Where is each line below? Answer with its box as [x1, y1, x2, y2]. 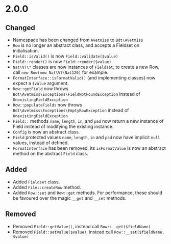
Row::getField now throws [12, 86, 69, 92]
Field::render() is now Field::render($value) [12, 59, 111, 64]
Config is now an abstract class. [12, 129, 80, 135]
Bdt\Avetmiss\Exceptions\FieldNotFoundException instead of [12, 91, 140, 97]
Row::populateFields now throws [12, 102, 83, 107]
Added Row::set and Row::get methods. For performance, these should [12, 189, 162, 196]
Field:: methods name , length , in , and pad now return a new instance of [12, 118, 164, 124]
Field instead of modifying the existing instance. [12, 123, 114, 129]
